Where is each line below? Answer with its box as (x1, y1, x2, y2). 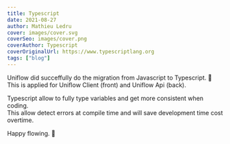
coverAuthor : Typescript (7, 42, 78, 49)
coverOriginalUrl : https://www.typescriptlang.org (7, 49, 155, 56)
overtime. (7, 116, 34, 124)
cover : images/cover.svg (7, 29, 78, 36)
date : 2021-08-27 (7, 16, 57, 23)
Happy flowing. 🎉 (7, 129, 56, 137)
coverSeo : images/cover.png (7, 36, 88, 43)
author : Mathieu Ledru (7, 23, 72, 29)
